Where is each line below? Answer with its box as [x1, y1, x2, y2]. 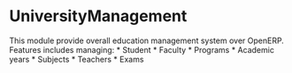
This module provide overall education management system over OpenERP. [9, 35, 285, 46]
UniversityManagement [9, 6, 188, 26]
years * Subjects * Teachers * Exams [9, 54, 144, 64]
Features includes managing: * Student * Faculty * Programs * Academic [9, 44, 274, 55]
